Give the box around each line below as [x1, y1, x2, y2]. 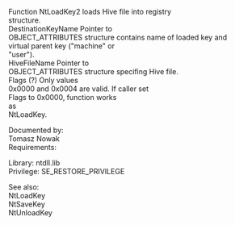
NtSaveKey [8, 199, 46, 209]
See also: [8, 182, 40, 192]
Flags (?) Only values [8, 76, 78, 85]
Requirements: [8, 143, 57, 152]
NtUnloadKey [8, 208, 52, 217]
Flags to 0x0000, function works [8, 93, 117, 102]
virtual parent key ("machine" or [8, 41, 115, 51]
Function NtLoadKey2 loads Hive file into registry [8, 7, 172, 16]
